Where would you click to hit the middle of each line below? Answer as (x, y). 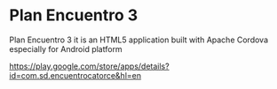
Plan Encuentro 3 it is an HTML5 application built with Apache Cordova (139, 40)
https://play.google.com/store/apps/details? (90, 66)
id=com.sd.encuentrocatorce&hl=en (75, 75)
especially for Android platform (66, 48)
